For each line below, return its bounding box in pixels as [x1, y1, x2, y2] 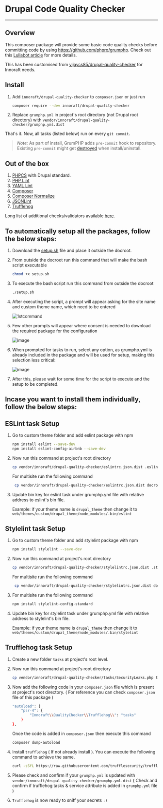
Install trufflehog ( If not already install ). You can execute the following [12, 749, 156, 754]
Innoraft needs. [5, 67, 35, 73]
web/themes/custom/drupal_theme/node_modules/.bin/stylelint [12, 630, 139, 635]
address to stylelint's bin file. [12, 615, 70, 621]
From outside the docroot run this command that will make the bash [12, 257, 147, 263]
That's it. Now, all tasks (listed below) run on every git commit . [5, 131, 130, 137]
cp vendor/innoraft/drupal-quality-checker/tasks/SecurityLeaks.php [12, 675, 154, 680]
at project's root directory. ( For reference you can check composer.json [12, 689, 155, 695]
